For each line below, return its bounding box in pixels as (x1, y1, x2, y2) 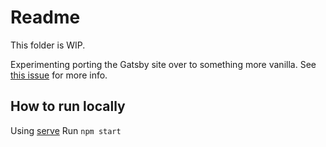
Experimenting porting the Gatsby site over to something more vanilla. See (10, 58, 317, 70)
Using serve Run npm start (10, 124, 122, 136)
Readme (10, 6, 81, 29)
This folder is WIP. (10, 39, 86, 51)
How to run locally (10, 98, 126, 115)
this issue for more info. (10, 69, 108, 81)
